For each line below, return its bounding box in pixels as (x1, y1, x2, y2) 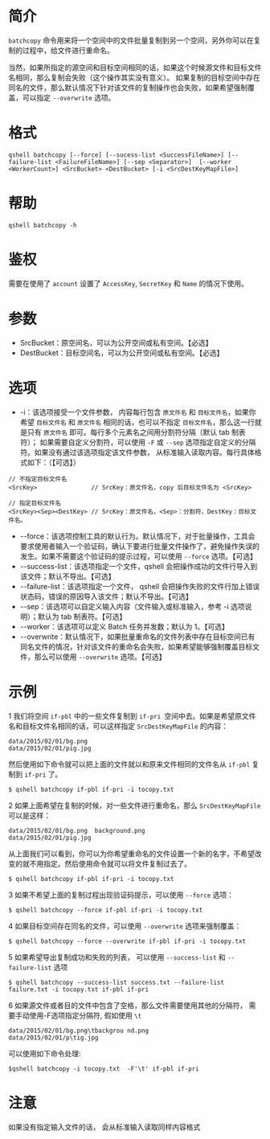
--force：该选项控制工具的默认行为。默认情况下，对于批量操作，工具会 (19, 531, 256, 541)
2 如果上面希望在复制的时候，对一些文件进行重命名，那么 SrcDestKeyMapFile (8, 801, 261, 810)
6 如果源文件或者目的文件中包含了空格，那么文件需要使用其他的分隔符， (8, 1000, 247, 1010)
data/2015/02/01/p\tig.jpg (8, 1034, 99, 1042)
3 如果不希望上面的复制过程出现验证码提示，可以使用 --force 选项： (8, 890, 235, 899)
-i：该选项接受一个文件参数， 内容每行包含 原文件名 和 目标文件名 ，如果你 (19, 407, 256, 416)
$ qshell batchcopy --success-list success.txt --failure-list (8, 978, 225, 986)
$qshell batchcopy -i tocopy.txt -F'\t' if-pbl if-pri (8, 1064, 199, 1073)
